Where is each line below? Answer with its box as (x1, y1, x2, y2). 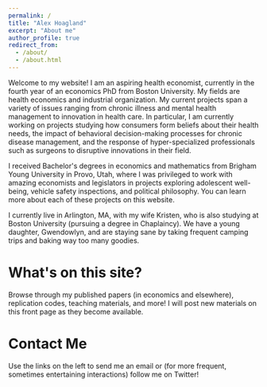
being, (8, 186, 29, 196)
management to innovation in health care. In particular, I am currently (8, 111, 234, 121)
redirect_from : (8, 41, 59, 49)
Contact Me (8, 335, 87, 353)
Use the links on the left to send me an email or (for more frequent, (8, 361, 226, 370)
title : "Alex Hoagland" (8, 19, 87, 27)
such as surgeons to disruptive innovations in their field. (8, 145, 192, 155)
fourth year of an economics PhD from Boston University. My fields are (8, 86, 241, 96)
